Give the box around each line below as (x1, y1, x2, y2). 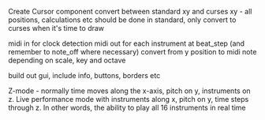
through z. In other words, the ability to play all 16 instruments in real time (8, 103, 246, 112)
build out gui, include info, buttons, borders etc (8, 71, 161, 80)
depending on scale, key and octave (8, 55, 126, 65)
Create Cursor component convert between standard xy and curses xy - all (8, 7, 252, 16)
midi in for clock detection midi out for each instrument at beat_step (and (8, 39, 245, 48)
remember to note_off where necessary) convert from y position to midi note (8, 47, 257, 56)
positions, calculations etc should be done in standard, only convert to (8, 15, 237, 24)
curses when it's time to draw (8, 24, 105, 32)
